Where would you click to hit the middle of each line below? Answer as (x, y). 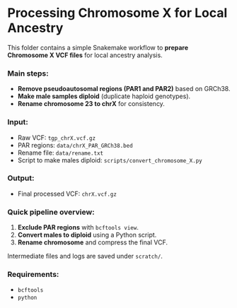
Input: (18, 122)
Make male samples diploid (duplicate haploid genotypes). (104, 96)
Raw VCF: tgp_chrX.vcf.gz (57, 137)
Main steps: (28, 73)
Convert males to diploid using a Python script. (87, 235)
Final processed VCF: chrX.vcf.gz (67, 194)
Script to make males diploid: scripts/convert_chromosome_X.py (110, 160)
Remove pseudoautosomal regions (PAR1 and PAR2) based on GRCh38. (124, 89)
